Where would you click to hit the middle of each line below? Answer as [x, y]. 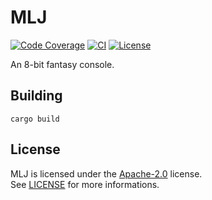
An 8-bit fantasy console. [62, 64]
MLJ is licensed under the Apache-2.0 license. [106, 173]
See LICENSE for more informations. [85, 184]
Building [36, 96]
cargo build [35, 119]
